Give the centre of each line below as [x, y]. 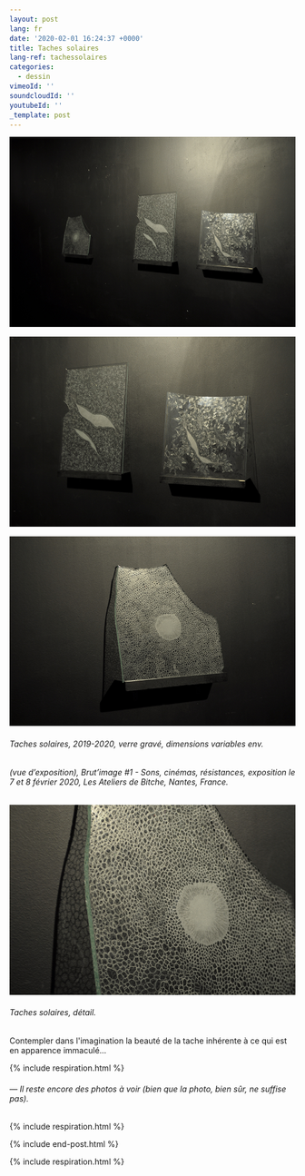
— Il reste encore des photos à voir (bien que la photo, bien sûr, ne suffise [148, 1089]
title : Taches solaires [54, 48]
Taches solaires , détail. [53, 1013]
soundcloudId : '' [42, 95]
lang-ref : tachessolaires [58, 58]
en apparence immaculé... [58, 1050]
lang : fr [26, 29]
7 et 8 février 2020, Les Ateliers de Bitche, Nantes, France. [119, 782]
